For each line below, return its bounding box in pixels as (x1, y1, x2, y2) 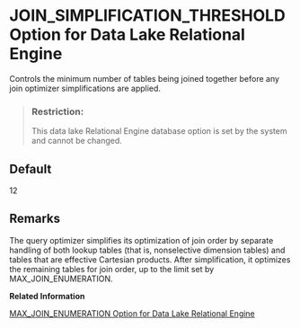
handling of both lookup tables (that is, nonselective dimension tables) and (9, 244, 286, 255)
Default (9, 161, 52, 176)
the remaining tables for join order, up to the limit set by (9, 263, 215, 274)
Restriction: (31, 105, 84, 118)
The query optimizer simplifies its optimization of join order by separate (9, 235, 274, 245)
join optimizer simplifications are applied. (9, 83, 162, 93)
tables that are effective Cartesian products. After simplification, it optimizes (9, 253, 291, 265)
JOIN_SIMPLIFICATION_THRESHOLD (9, 5, 286, 26)
